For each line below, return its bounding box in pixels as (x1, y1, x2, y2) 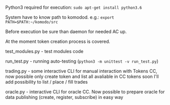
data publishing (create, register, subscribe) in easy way (5, 94, 124, 100)
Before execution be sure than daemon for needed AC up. (5, 29, 127, 35)
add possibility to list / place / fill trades (5, 79, 88, 85)
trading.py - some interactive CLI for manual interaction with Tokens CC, (5, 68, 157, 74)
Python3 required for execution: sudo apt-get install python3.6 (5, 5, 142, 10)
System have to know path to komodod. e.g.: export (5, 14, 114, 20)
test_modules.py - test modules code (5, 48, 84, 54)
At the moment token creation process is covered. (5, 38, 111, 44)
